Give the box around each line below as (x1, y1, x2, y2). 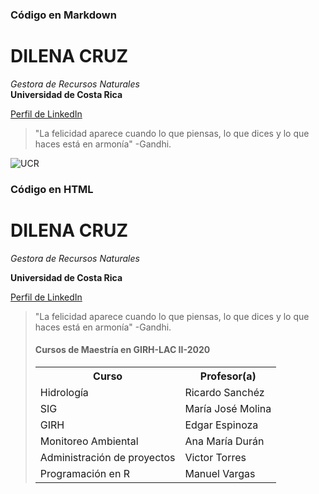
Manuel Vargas (184, 466, 256, 480)
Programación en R (39, 466, 130, 480)
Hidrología (39, 385, 89, 399)
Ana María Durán (184, 434, 265, 448)
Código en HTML (10, 182, 94, 196)
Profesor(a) (199, 369, 257, 383)
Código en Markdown (10, 8, 117, 22)
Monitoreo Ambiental (39, 434, 139, 448)
